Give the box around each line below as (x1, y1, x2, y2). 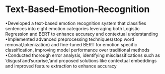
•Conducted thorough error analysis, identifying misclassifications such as (5, 52, 160, 58)
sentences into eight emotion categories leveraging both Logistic (5, 25, 140, 31)
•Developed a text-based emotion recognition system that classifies (5, 20, 147, 26)
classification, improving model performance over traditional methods (5, 47, 150, 53)
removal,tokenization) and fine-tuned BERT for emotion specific (5, 41, 137, 47)
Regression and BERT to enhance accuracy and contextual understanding (5, 31, 158, 37)
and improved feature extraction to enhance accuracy (5, 63, 117, 69)
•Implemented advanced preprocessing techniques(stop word (5, 36, 134, 42)
